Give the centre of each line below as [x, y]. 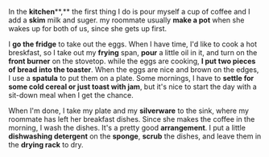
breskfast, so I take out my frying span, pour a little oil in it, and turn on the [133, 52]
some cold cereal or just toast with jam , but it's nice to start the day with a [133, 87]
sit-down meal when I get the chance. [71, 95]
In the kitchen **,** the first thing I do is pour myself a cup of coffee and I [130, 12]
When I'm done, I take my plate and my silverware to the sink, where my [129, 111]
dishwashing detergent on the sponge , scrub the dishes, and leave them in [135, 136]
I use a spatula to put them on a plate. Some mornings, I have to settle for [131, 78]
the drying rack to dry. [46, 145]
